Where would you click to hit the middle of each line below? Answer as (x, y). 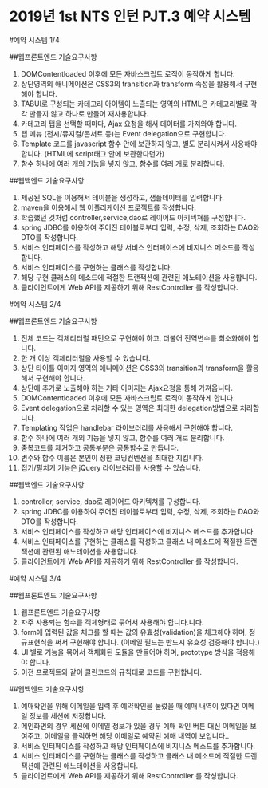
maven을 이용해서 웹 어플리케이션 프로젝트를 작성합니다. (108, 207)
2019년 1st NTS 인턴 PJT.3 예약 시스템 (130, 16)
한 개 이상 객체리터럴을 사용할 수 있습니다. (85, 358)
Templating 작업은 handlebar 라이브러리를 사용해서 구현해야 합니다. (127, 427)
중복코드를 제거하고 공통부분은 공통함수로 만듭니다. (99, 447)
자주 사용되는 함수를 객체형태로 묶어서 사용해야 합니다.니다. (112, 622)
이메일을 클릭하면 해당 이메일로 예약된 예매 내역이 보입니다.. (137, 735)
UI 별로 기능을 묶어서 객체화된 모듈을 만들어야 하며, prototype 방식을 (127, 652)
